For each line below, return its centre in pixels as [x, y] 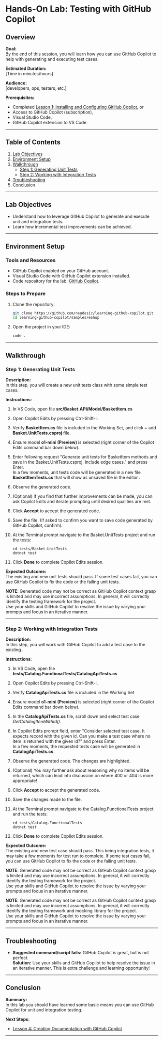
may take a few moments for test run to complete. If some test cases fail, [78, 856]
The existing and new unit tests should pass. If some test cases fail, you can [81, 576]
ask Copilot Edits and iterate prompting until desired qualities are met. [82, 501]
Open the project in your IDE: [41, 327]
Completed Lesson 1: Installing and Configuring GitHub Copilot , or [78, 107]
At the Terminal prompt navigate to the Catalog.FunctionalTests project [83, 809]
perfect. [20, 958]
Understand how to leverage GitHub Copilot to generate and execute [81, 216]
